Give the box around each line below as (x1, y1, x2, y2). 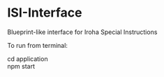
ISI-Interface (7, 5, 82, 21)
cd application (7, 54, 48, 63)
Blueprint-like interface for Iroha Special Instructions (7, 28, 158, 36)
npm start (7, 62, 36, 70)
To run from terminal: (7, 41, 68, 49)
